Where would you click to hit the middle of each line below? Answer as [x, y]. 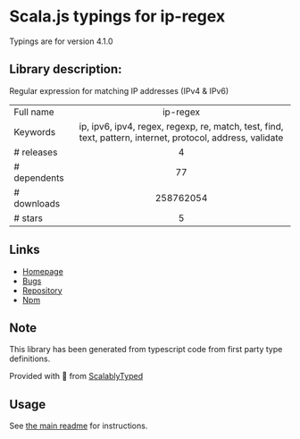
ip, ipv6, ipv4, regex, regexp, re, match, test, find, [181, 126]
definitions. [30, 359]
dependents [39, 178]
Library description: [66, 69]
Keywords [35, 131]
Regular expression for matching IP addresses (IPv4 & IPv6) [119, 90]
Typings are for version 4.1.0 [61, 41]
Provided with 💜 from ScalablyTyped [76, 376]
